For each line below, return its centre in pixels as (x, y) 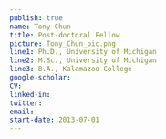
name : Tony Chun (40, 27)
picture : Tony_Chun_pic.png (63, 43)
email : (22, 112)
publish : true (36, 18)
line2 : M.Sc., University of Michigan (83, 60)
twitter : (26, 103)
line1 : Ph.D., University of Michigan (83, 52)
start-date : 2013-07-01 (55, 120)
